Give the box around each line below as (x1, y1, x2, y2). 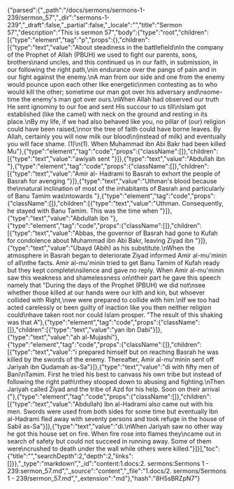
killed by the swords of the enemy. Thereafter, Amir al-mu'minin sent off (7, 355, 214, 363)
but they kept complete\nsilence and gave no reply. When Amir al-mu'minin (7, 266, 224, 274)
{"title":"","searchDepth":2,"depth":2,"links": (7, 452, 134, 460)
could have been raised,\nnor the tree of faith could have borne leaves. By (7, 125, 221, 133)
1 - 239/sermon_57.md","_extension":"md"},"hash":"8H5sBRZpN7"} (7, 474, 200, 482)
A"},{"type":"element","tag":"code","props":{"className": (33, 318, 200, 326)
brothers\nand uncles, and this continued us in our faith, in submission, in (7, 58, 219, 66)
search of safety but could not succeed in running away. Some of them (7, 437, 212, 445)
